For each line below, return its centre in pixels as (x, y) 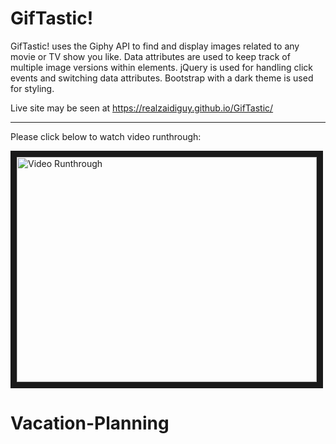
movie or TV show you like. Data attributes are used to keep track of (150, 56)
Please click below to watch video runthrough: (106, 136)
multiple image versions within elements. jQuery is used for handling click (161, 67)
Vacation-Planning (90, 423)
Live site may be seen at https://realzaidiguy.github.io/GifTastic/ (142, 108)
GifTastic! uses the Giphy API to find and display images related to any (155, 46)
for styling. (32, 88)
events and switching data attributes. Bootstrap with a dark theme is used (162, 78)
